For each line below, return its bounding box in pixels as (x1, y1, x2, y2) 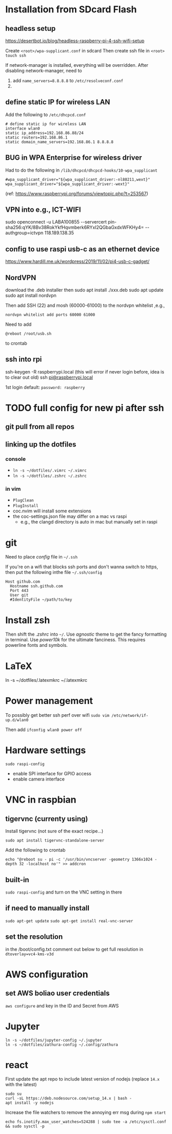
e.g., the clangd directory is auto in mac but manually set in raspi (20, 519, 158, 525)
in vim (5, 486, 21, 493)
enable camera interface (12, 776, 65, 782)
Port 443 (10, 588, 29, 593)
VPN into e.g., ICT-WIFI (5, 206, 81, 214)
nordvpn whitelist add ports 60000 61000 (5, 312, 95, 318)
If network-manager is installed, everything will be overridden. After (5, 62, 149, 68)
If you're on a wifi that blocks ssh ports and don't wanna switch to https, (5, 564, 158, 570)
